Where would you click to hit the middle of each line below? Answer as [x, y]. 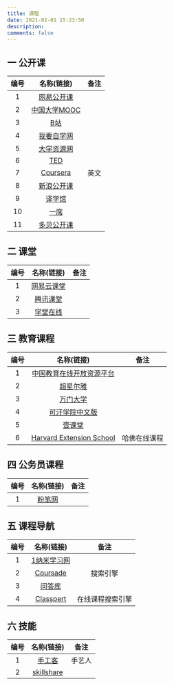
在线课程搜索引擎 [105, 600]
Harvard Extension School [73, 437]
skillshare [47, 672]
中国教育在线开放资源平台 [73, 373]
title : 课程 [23, 13]
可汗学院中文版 [73, 412]
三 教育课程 [31, 339]
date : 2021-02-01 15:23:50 [46, 20]
